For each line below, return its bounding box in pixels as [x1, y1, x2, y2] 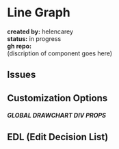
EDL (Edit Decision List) [7, 131, 109, 143]
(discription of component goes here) [7, 49, 113, 57]
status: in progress [7, 34, 62, 42]
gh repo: [7, 42, 32, 50]
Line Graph [7, 5, 70, 21]
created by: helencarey [7, 27, 74, 36]
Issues [7, 69, 36, 81]
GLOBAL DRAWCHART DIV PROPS [7, 111, 106, 120]
